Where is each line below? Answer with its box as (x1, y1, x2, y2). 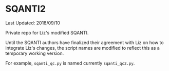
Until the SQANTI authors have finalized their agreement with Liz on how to (5, 39, 164, 46)
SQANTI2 (5, 3, 46, 15)
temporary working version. (5, 50, 64, 56)
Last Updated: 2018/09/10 (5, 20, 61, 26)
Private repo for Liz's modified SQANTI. (5, 29, 89, 35)
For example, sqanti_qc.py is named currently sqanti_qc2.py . (5, 60, 135, 66)
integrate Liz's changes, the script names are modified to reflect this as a (5, 45, 160, 51)
